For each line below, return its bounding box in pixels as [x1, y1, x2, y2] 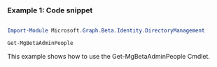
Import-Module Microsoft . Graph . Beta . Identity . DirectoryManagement [7, 27, 205, 35]
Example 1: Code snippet [7, 6, 93, 15]
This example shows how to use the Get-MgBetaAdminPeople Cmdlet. [7, 52, 210, 61]
